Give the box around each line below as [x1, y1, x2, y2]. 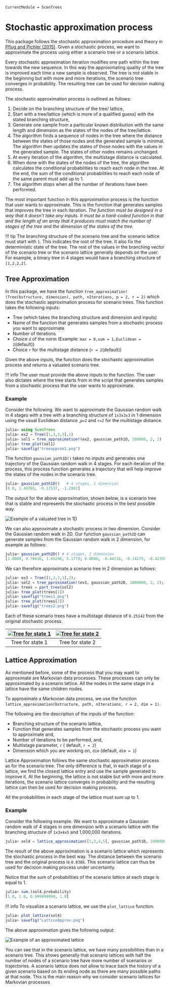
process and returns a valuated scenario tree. [5, 362, 100, 368]
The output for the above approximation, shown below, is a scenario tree [5, 495, 156, 501]
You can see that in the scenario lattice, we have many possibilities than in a [5, 946, 164, 952]
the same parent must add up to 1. [12, 176, 84, 182]
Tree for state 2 [59, 639, 96, 646]
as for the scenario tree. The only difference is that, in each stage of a [5, 763, 151, 769]
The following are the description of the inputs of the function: [5, 710, 135, 716]
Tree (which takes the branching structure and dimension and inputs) [12, 314, 157, 320]
